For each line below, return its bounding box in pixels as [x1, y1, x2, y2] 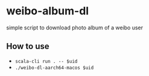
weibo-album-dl [6, 4, 89, 18]
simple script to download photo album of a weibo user [6, 24, 144, 31]
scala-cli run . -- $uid [14, 58, 78, 64]
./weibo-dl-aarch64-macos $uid [14, 65, 94, 71]
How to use [6, 41, 49, 51]
